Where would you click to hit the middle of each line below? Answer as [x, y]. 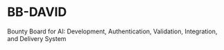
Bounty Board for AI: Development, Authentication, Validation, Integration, [112, 31]
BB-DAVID [37, 12]
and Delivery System [37, 38]
